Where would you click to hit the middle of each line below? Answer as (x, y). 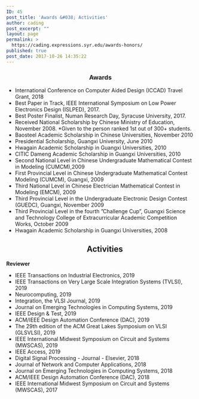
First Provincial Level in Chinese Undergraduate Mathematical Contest (101, 173)
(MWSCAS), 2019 (36, 345)
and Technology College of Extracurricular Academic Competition (96, 217)
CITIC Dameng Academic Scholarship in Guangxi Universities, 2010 (98, 154)
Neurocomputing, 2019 (43, 294)
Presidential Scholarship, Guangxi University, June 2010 (84, 141)
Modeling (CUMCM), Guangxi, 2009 (59, 179)
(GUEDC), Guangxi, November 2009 (59, 205)
